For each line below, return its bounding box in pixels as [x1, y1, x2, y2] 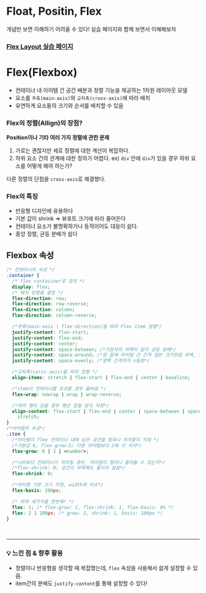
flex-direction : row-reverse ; [12, 301, 89, 307]
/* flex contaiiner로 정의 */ [12, 278, 85, 284]
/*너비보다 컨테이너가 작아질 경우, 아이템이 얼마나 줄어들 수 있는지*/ [12, 459, 166, 465]
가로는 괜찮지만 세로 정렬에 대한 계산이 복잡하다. [15, 147, 130, 154]
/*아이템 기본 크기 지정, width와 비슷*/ [12, 482, 104, 488]
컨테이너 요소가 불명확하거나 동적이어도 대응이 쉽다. [15, 222, 139, 230]
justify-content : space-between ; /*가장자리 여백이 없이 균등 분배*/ [12, 346, 177, 353]
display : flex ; [12, 284, 51, 290]
